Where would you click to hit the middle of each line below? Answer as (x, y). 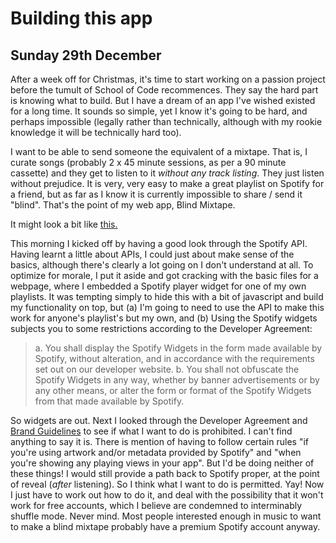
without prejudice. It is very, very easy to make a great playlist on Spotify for (167, 183)
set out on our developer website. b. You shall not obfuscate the (167, 369)
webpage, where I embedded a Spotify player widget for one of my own (158, 286)
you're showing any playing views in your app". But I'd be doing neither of (162, 463)
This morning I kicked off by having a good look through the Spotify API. (159, 243)
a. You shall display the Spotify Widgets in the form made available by (178, 348)
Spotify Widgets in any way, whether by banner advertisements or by (177, 380)
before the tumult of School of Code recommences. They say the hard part (164, 90)
